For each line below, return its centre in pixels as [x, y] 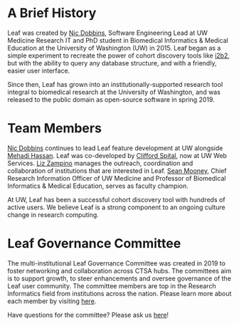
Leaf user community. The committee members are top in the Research [112, 285]
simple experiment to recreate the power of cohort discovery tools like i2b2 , [118, 56]
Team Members [54, 128]
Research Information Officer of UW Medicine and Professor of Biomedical [117, 178]
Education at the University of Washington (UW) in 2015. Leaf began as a [114, 48]
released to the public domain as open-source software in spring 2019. [111, 99]
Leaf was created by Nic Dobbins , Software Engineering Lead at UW [108, 33]
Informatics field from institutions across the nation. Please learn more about [119, 293]
